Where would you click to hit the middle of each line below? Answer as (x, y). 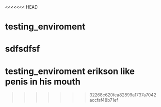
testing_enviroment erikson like (70, 71)
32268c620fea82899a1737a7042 (123, 95)
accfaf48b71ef (104, 100)
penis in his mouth (43, 81)
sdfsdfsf (23, 49)
